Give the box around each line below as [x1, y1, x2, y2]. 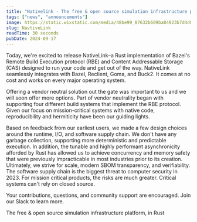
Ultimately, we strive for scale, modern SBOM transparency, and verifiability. [6, 162, 191, 169]
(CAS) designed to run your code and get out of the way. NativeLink [6, 64, 170, 71]
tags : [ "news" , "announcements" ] [6, 14, 88, 20]
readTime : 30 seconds [6, 30, 59, 36]
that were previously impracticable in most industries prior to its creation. [6, 156, 183, 162]
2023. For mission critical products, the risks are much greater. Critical [6, 174, 176, 181]
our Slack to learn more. [6, 198, 64, 205]
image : [6, 19, 22, 25]
